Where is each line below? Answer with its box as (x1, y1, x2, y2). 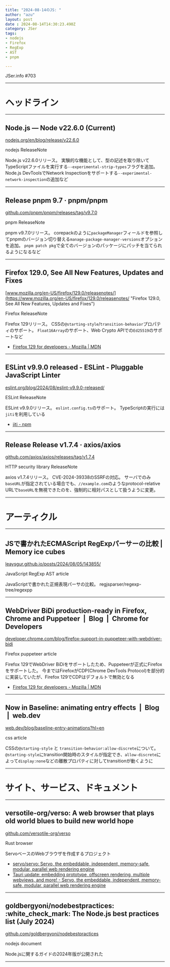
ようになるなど (9, 249, 41, 255)
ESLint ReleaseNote (5, 394, 47, 400)
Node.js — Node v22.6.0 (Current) (5, 124, 116, 132)
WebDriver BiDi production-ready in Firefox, (5, 606, 147, 615)
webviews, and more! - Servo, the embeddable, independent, (12, 877, 141, 883)
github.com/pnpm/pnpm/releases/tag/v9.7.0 (5, 209, 98, 215)
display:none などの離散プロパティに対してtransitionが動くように (18, 758, 153, 764)
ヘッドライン (5, 97, 59, 108)
